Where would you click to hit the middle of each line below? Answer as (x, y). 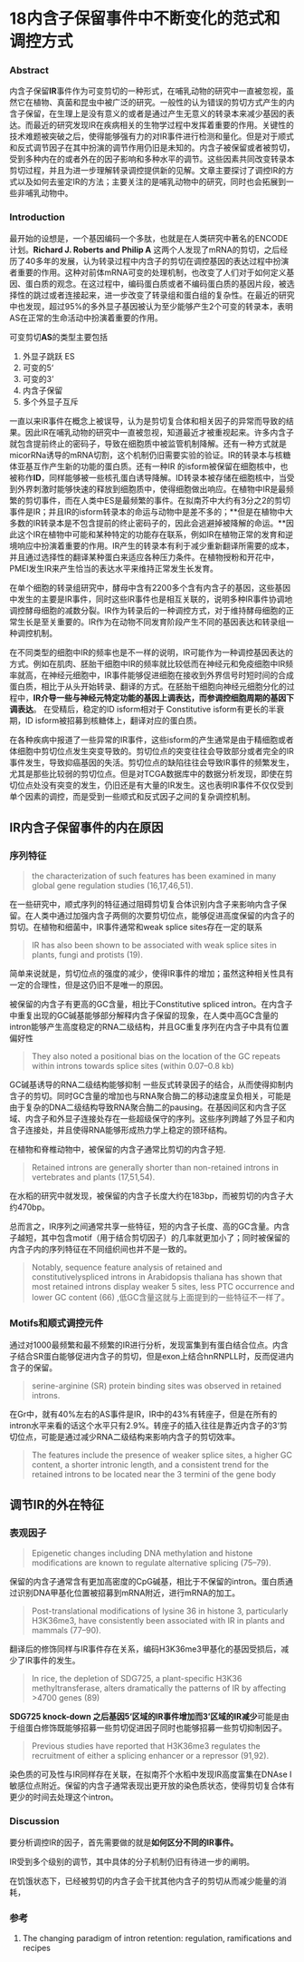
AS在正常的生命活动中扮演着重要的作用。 (86, 318)
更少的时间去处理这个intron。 (64, 1797)
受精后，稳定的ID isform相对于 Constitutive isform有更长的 (160, 709)
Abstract (29, 71)
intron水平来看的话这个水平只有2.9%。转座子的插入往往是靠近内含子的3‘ (145, 1425)
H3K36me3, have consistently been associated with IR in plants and (158, 1621)
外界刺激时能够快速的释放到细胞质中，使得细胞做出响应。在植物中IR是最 (152, 489)
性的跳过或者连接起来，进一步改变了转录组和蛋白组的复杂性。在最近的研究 (156, 295)
